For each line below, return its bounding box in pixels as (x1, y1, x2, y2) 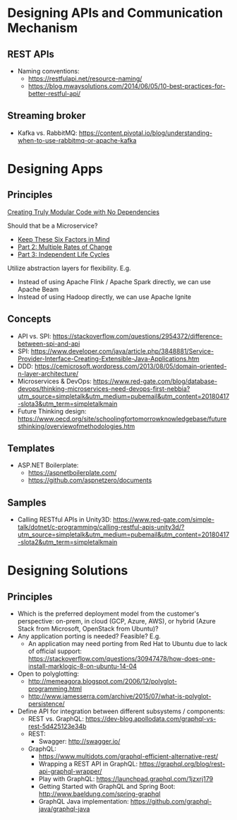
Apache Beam (17, 285, 59, 293)
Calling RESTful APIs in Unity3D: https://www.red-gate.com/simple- (17, 515, 215, 524)
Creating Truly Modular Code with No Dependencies (7, 207, 160, 216)
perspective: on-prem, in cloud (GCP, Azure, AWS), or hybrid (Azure (17, 617, 217, 626)
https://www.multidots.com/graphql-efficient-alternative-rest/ (38, 752, 219, 761)
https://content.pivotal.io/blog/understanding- (78, 129, 213, 137)
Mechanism (7, 20, 78, 36)
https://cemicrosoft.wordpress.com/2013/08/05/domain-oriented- (35, 362, 227, 370)
